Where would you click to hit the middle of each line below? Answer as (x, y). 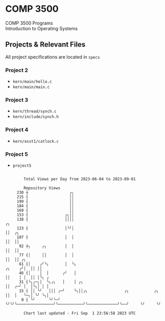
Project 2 (17, 70)
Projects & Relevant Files (45, 45)
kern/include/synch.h (36, 117)
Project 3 (17, 100)
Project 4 (17, 130)
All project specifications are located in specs (53, 57)
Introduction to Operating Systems (42, 28)
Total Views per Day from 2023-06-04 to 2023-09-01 (80, 179)
